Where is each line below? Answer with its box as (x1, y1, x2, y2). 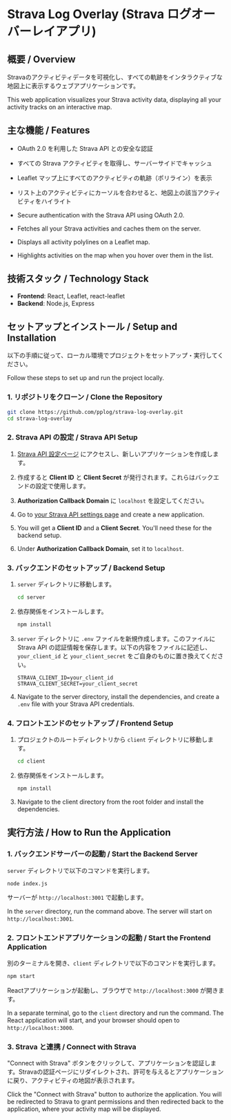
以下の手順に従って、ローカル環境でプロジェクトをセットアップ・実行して (7, 351, 218, 360)
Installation (7, 332, 57, 344)
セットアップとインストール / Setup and (7, 321, 178, 333)
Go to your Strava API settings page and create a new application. (17, 510, 205, 518)
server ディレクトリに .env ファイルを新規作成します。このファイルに (17, 634, 216, 642)
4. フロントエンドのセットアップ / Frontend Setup (7, 718, 174, 728)
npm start (7, 973, 36, 979)
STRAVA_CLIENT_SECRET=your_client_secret (17, 680, 138, 687)
